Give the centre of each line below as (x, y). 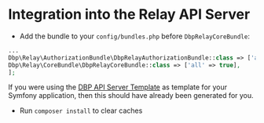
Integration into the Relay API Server (129, 14)
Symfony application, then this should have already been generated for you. (131, 96)
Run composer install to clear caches (81, 110)
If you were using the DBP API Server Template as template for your (118, 87)
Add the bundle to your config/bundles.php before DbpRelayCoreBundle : (134, 36)
